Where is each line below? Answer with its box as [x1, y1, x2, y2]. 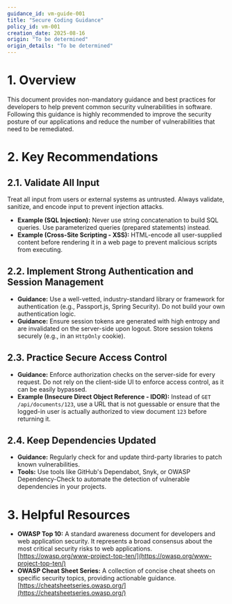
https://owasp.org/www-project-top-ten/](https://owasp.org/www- [19, 552, 212, 560]
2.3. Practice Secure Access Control [7, 352, 167, 364]
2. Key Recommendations [7, 149, 158, 165]
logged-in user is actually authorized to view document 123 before [17, 407, 207, 415]
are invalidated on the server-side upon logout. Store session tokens [17, 324, 213, 333]
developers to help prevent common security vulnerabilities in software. [7, 102, 213, 111]
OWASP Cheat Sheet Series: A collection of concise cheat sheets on [17, 567, 215, 575]
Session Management [7, 276, 104, 288]
